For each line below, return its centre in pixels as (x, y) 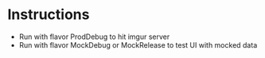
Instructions (49, 15)
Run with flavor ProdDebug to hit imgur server (94, 37)
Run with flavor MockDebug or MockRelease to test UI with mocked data (138, 44)
